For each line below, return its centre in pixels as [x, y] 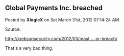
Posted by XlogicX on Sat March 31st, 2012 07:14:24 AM [62, 19]
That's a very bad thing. [29, 48]
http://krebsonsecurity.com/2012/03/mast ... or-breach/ [61, 38]
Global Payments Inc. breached [54, 8]
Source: [13, 29]
